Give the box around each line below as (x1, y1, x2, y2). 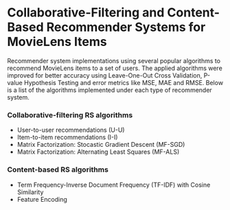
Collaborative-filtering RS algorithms (7, 110, 133, 119)
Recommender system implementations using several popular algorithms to (7, 56, 221, 65)
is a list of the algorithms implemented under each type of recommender (7, 86, 213, 94)
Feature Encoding (16, 195, 67, 203)
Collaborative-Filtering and (7, 5, 165, 21)
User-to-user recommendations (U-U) (16, 126, 125, 135)
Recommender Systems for (46, 19, 206, 35)
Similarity (16, 187, 44, 196)
